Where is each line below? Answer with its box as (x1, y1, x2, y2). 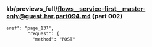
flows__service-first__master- (57, 5, 146, 13)
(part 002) (92, 12, 123, 20)
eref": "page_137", (6, 25, 54, 31)
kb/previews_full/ (6, 5, 58, 13)
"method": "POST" (32, 36, 76, 42)
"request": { (27, 31, 60, 37)
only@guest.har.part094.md (6, 12, 91, 20)
